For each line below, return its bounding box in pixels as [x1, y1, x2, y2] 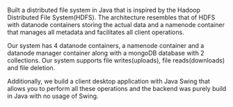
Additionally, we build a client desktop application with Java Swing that [7, 77, 211, 85]
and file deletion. [7, 64, 56, 72]
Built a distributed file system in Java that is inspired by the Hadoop [7, 6, 200, 14]
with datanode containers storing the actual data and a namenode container [7, 21, 225, 28]
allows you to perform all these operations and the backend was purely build [7, 85, 227, 92]
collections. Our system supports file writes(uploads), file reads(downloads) [7, 56, 225, 65]
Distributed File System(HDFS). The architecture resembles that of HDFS [7, 13, 216, 22]
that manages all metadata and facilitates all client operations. [7, 28, 184, 36]
